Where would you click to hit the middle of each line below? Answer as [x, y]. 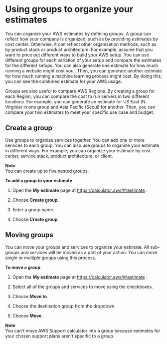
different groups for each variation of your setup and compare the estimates [83, 60]
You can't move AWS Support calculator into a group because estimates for [83, 331]
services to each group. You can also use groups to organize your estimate [82, 145]
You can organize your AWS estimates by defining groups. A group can [78, 33]
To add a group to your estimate [39, 180]
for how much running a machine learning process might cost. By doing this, [83, 76]
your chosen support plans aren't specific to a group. [60, 336]
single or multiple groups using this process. [51, 258]
